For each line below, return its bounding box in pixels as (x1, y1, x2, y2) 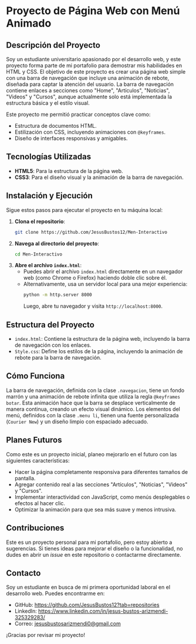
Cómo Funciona (6, 371, 65, 381)
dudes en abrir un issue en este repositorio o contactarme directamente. (6, 551, 181, 558)
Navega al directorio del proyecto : (14, 240, 100, 247)
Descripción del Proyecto (6, 40, 101, 50)
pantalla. (14, 474, 36, 482)
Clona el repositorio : (14, 218, 66, 225)
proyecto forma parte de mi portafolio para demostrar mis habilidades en (6, 62, 183, 69)
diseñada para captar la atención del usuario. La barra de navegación (6, 81, 174, 88)
